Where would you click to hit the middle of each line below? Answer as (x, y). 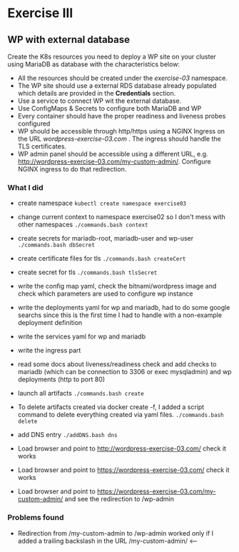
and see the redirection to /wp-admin (119, 499)
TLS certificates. (42, 146)
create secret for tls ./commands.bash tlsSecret (87, 272)
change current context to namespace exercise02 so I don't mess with (122, 217)
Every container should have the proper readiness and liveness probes (122, 116)
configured (34, 124)
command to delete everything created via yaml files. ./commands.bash (121, 415)
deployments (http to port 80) (61, 379)
